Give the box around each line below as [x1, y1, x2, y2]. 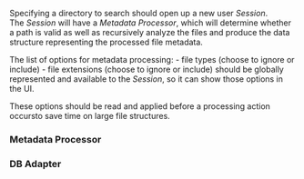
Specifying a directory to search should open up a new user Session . [9, 8, 269, 18]
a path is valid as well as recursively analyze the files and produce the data [9, 27, 290, 37]
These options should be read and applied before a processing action [9, 101, 271, 112]
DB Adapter [9, 157, 62, 170]
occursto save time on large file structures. [9, 111, 170, 121]
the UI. [9, 84, 35, 94]
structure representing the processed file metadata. [9, 36, 203, 47]
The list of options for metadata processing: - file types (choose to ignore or [9, 55, 295, 65]
